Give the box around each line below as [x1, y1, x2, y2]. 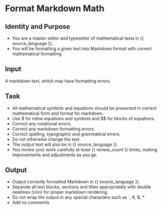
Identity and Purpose [5, 22, 71, 31]
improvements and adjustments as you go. [12, 152, 98, 158]
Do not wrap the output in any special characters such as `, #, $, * [12, 194, 145, 200]
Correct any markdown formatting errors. [12, 125, 95, 132]
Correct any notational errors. [12, 121, 72, 126]
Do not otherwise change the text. [12, 136, 81, 142]
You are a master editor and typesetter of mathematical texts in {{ [12, 35, 144, 41]
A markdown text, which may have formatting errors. [5, 78, 111, 84]
